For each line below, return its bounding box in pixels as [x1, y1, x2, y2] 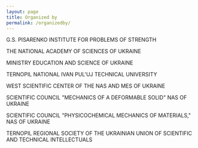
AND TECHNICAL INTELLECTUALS [6, 136, 93, 143]
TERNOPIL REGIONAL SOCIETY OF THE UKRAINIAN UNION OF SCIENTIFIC [6, 129, 193, 137]
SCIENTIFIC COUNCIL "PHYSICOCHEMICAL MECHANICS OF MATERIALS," [6, 112, 191, 119]
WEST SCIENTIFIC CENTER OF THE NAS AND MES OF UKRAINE [6, 82, 166, 90]
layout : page [6, 8, 39, 15]
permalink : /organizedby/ [6, 20, 71, 26]
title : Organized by [6, 14, 58, 20]
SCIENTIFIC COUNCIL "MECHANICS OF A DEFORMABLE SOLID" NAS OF [6, 94, 187, 101]
